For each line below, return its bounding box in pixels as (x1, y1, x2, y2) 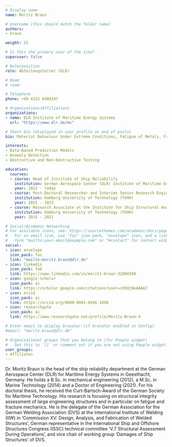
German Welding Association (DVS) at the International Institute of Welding (5, 410, 163, 416)
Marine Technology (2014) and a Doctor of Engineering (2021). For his (5, 382, 153, 389)
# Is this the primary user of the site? (5, 50, 95, 55)
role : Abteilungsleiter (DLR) (5, 68, 70, 73)
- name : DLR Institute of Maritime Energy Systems (5, 115, 116, 120)
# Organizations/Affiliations (5, 106, 70, 111)
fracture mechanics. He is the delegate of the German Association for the (5, 404, 160, 410)
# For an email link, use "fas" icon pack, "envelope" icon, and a (5, 233, 157, 238)
